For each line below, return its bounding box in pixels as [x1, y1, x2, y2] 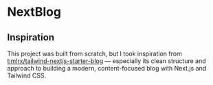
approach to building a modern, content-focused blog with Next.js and [7, 64, 207, 72]
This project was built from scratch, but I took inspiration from [7, 49, 182, 58]
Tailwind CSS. [7, 71, 47, 80]
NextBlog [7, 4, 62, 20]
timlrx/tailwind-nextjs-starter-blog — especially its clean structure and [7, 57, 206, 65]
